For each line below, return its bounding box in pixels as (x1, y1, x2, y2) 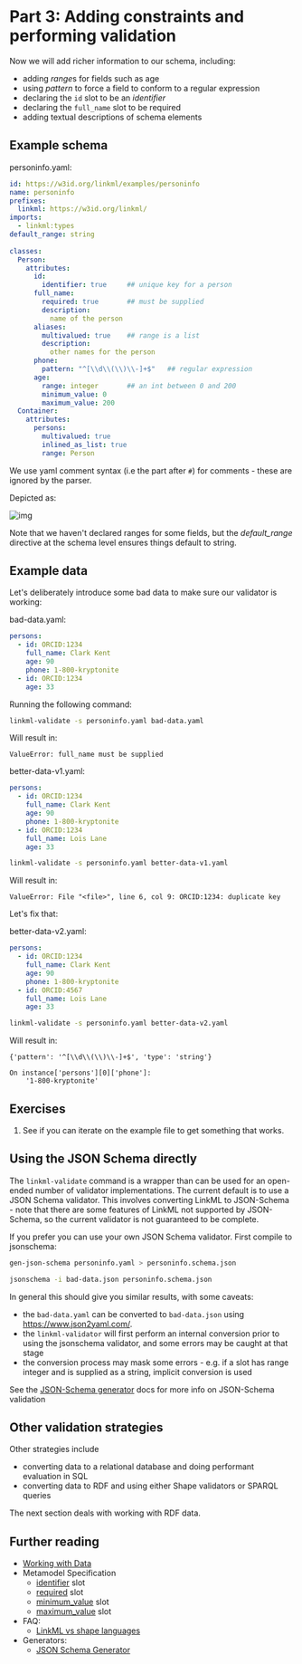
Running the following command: (9, 699, 133, 710)
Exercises (9, 1101, 66, 1116)
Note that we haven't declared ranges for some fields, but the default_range (9, 527, 293, 538)
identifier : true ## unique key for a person (42, 281, 232, 290)
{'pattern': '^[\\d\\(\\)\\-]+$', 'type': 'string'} (9, 1053, 212, 1062)
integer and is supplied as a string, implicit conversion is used (22, 1366, 253, 1377)
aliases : (33, 322, 67, 331)
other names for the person (49, 348, 156, 357)
